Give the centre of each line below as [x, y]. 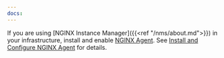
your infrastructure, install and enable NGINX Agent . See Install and [103, 40]
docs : [15, 13]
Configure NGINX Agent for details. [57, 47]
